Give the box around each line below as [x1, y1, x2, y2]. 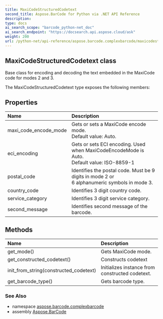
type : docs [5, 20, 27, 26]
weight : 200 [5, 35, 29, 39]
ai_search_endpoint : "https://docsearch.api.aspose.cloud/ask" [5, 30, 136, 35]
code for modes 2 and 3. [5, 75, 54, 81]
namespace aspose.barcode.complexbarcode [12, 303, 104, 309]
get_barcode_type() [7, 278, 53, 285]
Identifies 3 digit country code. [71, 187, 142, 194]
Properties [5, 98, 38, 106]
